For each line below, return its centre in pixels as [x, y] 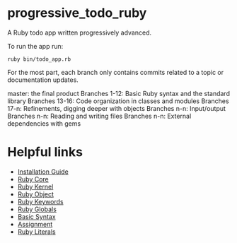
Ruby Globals [37, 209]
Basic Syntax [36, 216]
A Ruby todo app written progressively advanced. [80, 32]
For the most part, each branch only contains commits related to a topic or [116, 72]
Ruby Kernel [35, 186]
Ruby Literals [37, 232]
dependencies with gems [44, 123]
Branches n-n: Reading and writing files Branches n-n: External [99, 116]
